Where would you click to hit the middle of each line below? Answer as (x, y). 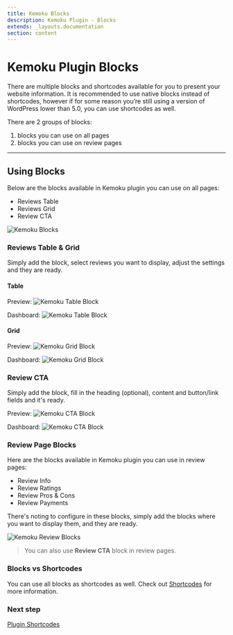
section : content (32, 33)
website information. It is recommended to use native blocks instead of (109, 94)
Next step (24, 609)
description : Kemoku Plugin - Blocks (62, 20)
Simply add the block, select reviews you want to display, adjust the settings (116, 263)
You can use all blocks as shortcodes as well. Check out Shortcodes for (110, 584)
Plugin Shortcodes (34, 624)
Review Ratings (39, 488)
